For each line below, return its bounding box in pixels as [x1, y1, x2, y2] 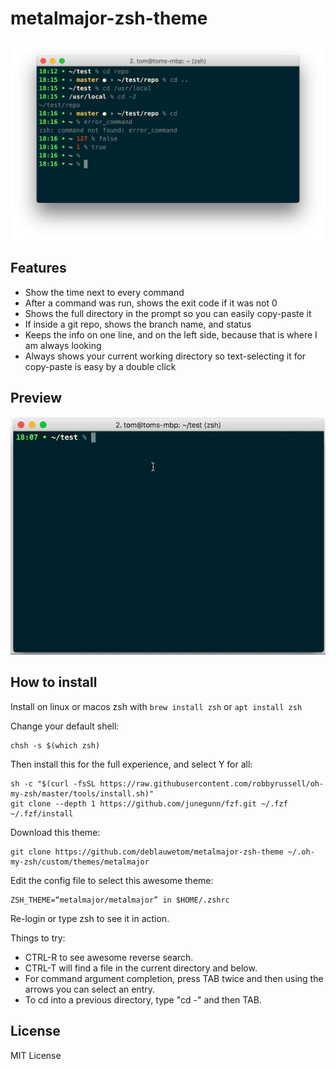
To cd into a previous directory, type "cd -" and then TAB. [24, 993, 262, 1006]
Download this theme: [10, 826, 101, 838]
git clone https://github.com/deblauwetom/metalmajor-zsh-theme [10, 847, 284, 857]
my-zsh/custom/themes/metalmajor [10, 857, 150, 867]
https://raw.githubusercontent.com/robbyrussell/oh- [99, 778, 325, 789]
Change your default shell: [10, 720, 120, 732]
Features [10, 260, 67, 277]
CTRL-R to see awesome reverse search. [24, 951, 194, 963]
